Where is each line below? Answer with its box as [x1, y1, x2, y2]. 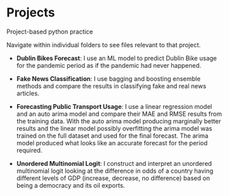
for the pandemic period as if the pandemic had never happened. [16, 61, 201, 69]
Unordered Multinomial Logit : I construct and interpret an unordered [16, 159, 212, 167]
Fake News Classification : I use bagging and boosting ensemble [16, 74, 201, 83]
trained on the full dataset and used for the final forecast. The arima [16, 132, 209, 140]
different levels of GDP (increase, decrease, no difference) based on [16, 173, 210, 182]
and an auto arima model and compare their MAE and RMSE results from [16, 110, 222, 118]
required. [16, 146, 43, 154]
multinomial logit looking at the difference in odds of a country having [16, 167, 214, 175]
